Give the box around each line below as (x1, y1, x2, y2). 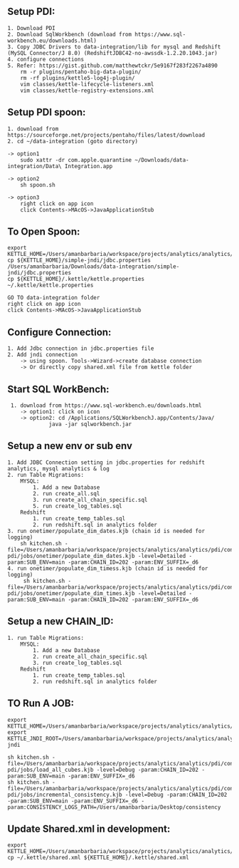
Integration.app (64, 162, 113, 170)
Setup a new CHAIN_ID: (7, 616, 114, 628)
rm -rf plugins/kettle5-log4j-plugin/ (20, 74, 135, 81)
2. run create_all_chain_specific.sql (33, 653, 148, 660)
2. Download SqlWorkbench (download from (7, 31, 132, 38)
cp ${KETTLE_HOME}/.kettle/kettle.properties (7, 276, 144, 283)
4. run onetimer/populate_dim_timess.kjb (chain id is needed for (7, 564, 208, 572)
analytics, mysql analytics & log (7, 465, 110, 472)
